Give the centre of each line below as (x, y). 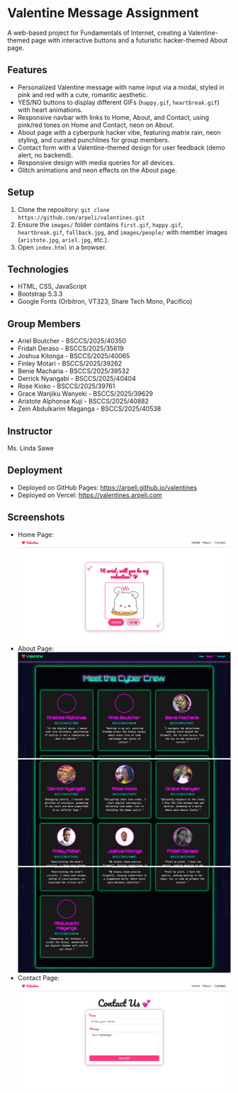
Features (27, 70)
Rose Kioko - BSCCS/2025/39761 (66, 386)
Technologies (38, 269)
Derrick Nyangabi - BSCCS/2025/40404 (76, 379)
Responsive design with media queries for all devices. (96, 162)
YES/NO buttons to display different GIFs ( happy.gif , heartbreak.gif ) (118, 102)
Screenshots (36, 517)
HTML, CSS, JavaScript (52, 287)
